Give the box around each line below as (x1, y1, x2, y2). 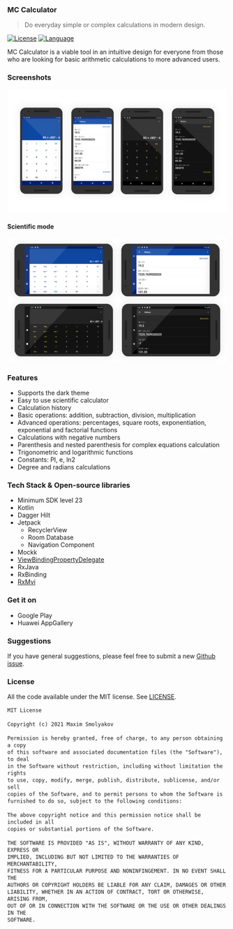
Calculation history (17, 404, 72, 412)
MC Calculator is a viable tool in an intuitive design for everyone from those (7, 47, 224, 57)
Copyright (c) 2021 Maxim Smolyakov (7, 721, 114, 728)
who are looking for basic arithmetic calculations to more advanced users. (7, 55, 220, 64)
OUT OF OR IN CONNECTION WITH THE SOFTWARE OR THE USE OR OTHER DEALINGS (7, 902, 227, 909)
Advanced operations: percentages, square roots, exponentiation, (17, 418, 207, 427)
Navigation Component (27, 541, 95, 549)
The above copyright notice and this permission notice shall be (7, 812, 201, 819)
